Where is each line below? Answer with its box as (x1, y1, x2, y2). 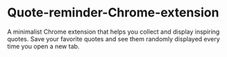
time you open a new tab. (7, 42, 80, 50)
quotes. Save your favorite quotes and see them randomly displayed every (7, 34, 220, 43)
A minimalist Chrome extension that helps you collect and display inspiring (7, 27, 220, 36)
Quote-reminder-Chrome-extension (7, 5, 219, 21)
